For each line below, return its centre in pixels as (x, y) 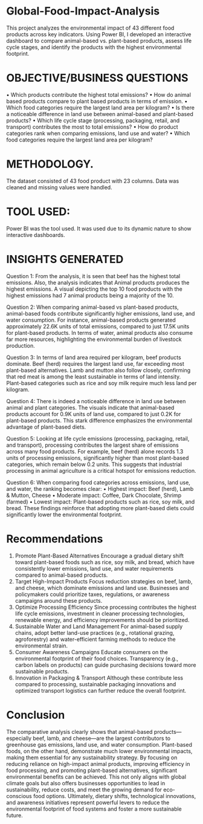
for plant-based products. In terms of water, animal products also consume (100, 333)
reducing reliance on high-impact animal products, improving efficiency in (98, 764)
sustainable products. (42, 671)
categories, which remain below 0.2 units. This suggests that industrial (94, 464)
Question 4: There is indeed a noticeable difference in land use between (96, 401)
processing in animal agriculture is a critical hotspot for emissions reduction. (101, 470)
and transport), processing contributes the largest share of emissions (93, 445)
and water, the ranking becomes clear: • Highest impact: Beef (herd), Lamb (100, 488)
